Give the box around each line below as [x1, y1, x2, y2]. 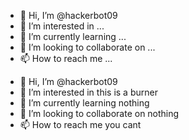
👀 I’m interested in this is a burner [19, 86, 158, 98]
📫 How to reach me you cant [19, 119, 142, 130]
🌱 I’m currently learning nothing [19, 97, 150, 109]
